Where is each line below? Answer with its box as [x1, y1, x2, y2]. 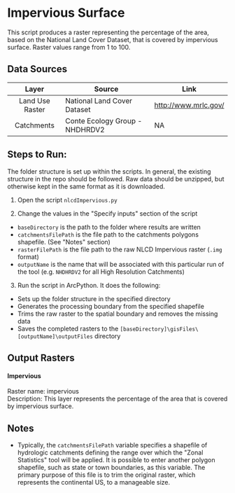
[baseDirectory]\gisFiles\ [120, 326, 199, 333]
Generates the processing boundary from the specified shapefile [17, 302, 205, 310]
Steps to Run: [7, 148, 68, 160]
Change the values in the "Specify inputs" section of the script [17, 209, 198, 218]
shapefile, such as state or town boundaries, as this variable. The [17, 463, 206, 471]
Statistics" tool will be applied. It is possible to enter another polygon [17, 455, 215, 464]
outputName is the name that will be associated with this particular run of [17, 260, 225, 268]
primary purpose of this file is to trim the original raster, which [17, 471, 196, 479]
